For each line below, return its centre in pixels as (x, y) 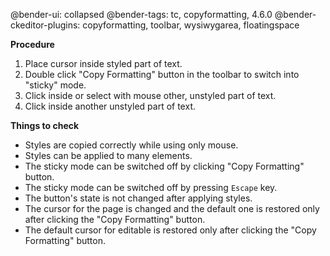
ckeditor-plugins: (45, 25)
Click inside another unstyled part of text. (110, 106)
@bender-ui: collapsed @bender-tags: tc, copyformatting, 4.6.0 (141, 14)
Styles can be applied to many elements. (108, 155)
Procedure (32, 44)
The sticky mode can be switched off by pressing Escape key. (151, 187)
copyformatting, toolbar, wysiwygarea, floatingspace (191, 25)
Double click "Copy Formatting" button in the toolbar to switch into (162, 74)
